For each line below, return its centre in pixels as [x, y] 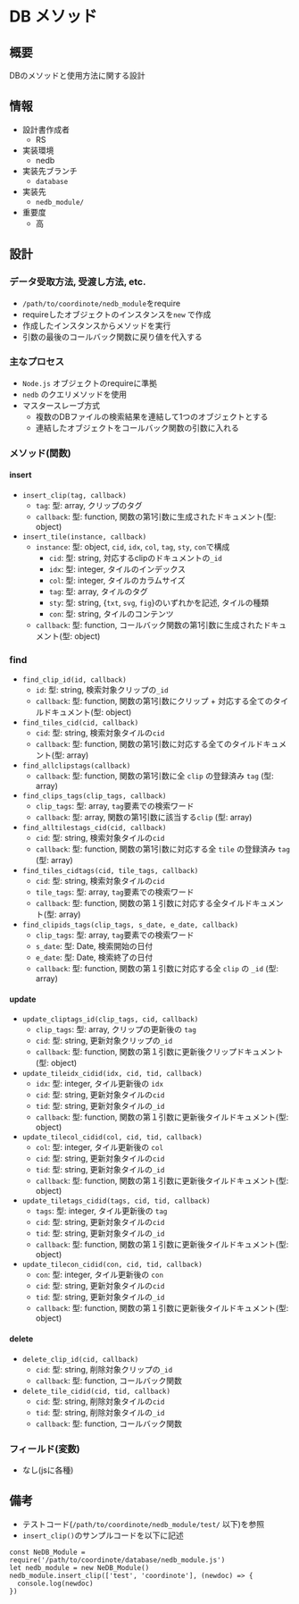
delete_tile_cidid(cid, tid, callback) [96, 1391]
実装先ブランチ [50, 171]
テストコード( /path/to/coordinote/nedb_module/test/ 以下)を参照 [143, 1524]
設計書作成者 [46, 130]
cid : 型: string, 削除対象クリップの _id [104, 1369]
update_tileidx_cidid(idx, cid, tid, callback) [112, 1074]
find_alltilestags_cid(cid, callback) [94, 828]
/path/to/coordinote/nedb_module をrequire [101, 303]
